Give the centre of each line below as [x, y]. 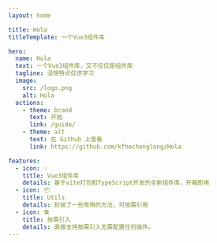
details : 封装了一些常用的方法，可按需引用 [85, 205]
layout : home [30, 15]
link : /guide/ [52, 125]
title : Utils [44, 198]
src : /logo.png [47, 88]
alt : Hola [39, 95]
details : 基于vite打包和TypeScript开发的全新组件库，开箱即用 [116, 183]
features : [24, 161]
